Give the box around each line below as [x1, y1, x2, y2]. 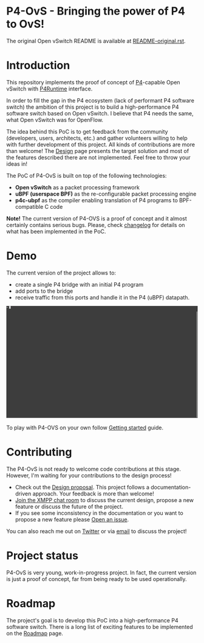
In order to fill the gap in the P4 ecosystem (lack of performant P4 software [6, 97, 194, 104]
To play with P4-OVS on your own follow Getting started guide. [6, 424, 164, 432]
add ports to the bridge [15, 287, 73, 294]
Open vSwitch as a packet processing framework [15, 183, 140, 191]
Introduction [6, 59, 70, 72]
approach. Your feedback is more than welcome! [32, 490, 155, 497]
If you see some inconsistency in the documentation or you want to [15, 509, 183, 517]
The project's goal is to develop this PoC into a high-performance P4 [6, 616, 178, 624]
